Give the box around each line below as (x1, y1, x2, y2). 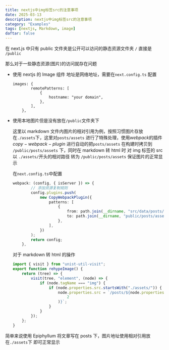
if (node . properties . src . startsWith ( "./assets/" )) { (48, 285, 162, 290)
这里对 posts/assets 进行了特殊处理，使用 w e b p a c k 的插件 (44, 135, 162, 141)
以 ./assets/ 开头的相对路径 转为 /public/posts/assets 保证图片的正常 (12, 154, 159, 159)
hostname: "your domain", (48, 95, 103, 100)
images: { (12, 81, 34, 86)
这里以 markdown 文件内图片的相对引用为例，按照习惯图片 (12, 128, 135, 134)
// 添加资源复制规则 (31, 185, 68, 190)
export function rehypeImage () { (12, 267, 83, 272)
